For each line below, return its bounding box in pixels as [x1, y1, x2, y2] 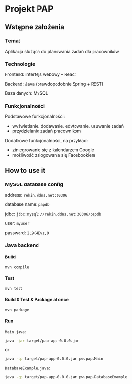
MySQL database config [5, 181, 64, 188]
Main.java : [5, 329, 26, 334]
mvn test [5, 286, 23, 291]
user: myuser [5, 220, 30, 226]
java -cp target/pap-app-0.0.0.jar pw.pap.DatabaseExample [5, 375, 128, 380]
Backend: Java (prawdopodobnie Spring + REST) [5, 81, 104, 87]
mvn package [5, 308, 29, 312]
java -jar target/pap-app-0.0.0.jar [5, 338, 79, 343]
